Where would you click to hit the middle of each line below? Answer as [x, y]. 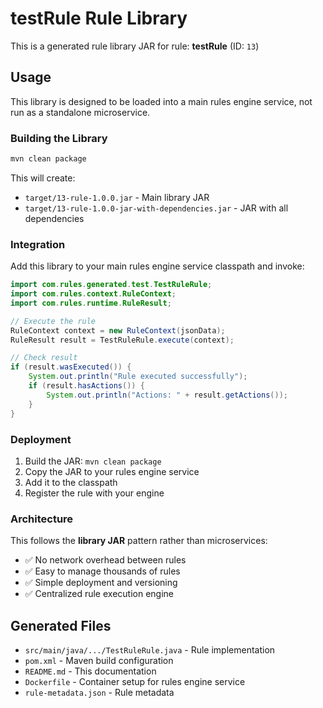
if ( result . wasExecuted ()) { [71, 367]
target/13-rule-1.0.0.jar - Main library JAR [117, 197]
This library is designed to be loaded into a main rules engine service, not [161, 101]
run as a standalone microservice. [80, 112]
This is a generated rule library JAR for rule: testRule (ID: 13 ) [135, 46]
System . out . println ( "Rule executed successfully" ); [138, 377]
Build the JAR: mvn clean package [93, 461]
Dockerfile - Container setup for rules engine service [135, 681]
